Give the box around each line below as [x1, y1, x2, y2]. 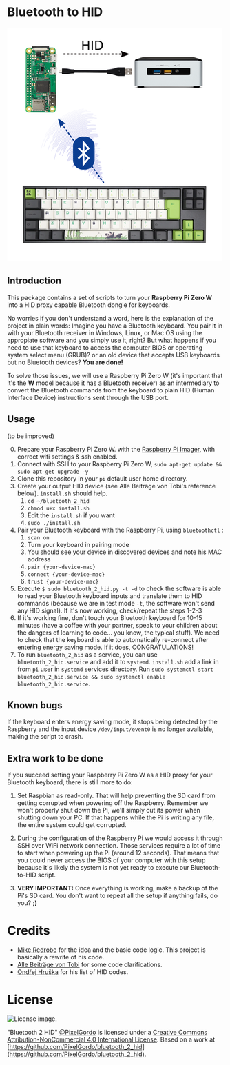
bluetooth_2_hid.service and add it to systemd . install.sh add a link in [17, 657, 219, 666]
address [27, 555, 51, 563]
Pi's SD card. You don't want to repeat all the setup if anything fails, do [17, 891, 218, 900]
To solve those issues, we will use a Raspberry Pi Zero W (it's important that [7, 371, 223, 379]
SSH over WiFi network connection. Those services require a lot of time [17, 842, 221, 850]
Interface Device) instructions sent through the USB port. [7, 393, 169, 401]
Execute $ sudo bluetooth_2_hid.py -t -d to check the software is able [17, 584, 222, 593]
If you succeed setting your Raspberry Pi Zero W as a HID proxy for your [7, 770, 213, 779]
